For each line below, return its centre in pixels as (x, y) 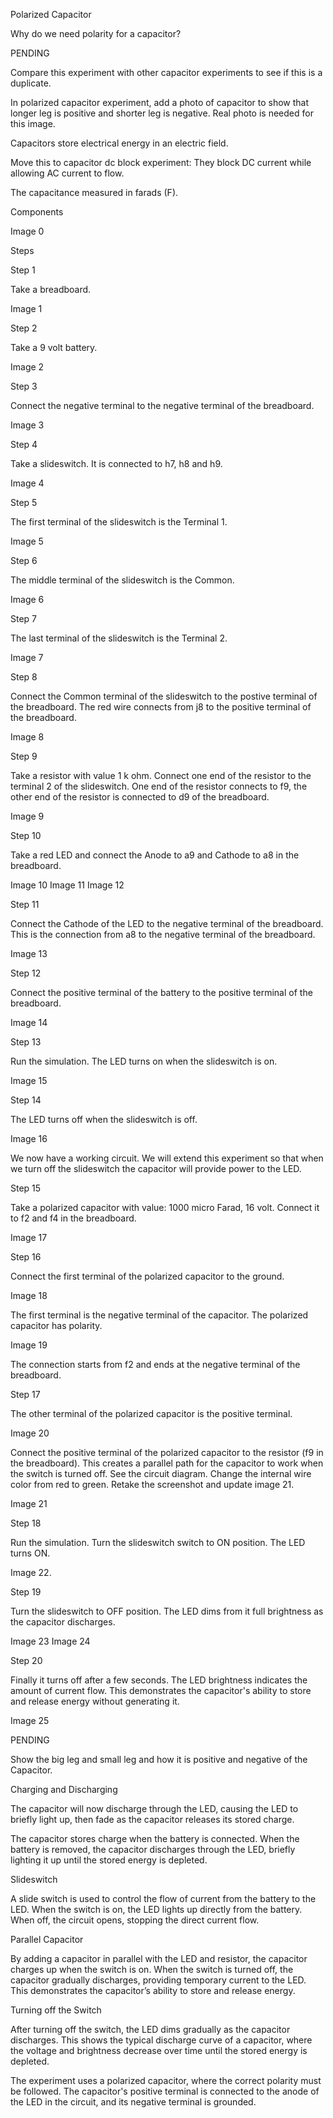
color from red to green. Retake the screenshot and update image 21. (152, 1484)
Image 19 (29, 1345)
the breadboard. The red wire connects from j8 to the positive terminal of (161, 707)
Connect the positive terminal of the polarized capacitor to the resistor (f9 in (167, 1452)
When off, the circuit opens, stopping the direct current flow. (135, 1920)
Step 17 (25, 1394)
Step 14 (26, 1100)
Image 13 (29, 953)
